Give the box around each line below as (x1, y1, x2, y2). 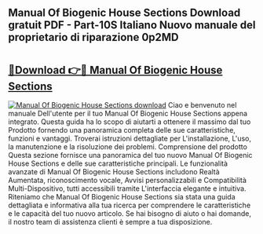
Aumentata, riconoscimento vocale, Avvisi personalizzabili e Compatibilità (8, 176, 247, 185)
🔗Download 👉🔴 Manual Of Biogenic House (8, 63, 223, 77)
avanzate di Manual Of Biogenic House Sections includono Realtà (8, 167, 220, 176)
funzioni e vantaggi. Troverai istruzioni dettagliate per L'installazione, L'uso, (8, 133, 252, 143)
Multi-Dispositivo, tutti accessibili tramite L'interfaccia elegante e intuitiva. (8, 184, 247, 193)
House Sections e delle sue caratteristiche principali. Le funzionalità (8, 159, 228, 168)
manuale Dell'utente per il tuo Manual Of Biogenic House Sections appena (8, 109, 248, 118)
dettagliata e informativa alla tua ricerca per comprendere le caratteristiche (8, 200, 251, 210)
